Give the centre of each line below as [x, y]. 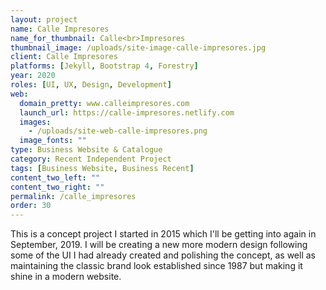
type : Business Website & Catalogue [86, 150]
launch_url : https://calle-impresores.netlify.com [127, 112]
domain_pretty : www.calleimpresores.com [104, 103]
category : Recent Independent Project [91, 159]
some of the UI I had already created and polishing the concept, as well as [163, 255]
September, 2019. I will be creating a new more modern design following [159, 245]
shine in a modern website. [66, 277]
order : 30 [31, 206]
